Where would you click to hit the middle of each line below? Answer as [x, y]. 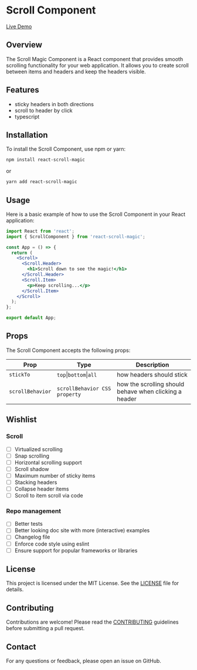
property [69, 394]
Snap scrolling [32, 456]
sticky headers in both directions [54, 104]
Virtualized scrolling [38, 449]
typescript [27, 116]
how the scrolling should [151, 384]
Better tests [28, 524]
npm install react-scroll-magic [45, 160]
